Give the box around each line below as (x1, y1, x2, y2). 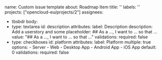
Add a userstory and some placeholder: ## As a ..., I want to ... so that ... (11, 29, 157, 34)
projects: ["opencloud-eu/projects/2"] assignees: (4, 9, 103, 15)
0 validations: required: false (11, 49, 69, 55)
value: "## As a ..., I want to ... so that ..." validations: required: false (11, 34, 148, 40)
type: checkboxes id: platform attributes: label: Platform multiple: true (11, 39, 151, 45)
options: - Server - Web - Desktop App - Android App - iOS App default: (11, 45, 157, 50)
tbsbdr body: (11, 19, 38, 24)
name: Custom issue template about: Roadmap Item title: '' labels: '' (4, 4, 140, 10)
